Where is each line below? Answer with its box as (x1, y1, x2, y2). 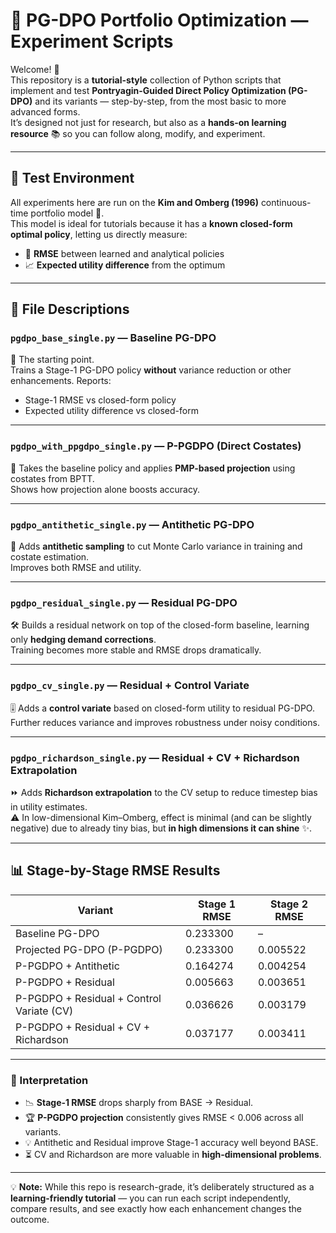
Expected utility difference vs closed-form (24, 405, 199, 417)
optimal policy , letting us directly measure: (10, 228, 188, 240)
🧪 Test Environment (10, 170, 135, 187)
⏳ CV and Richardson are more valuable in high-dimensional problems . (24, 1149, 322, 1161)
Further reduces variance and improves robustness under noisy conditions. (10, 716, 320, 728)
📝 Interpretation (10, 1073, 89, 1087)
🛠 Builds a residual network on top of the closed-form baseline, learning (10, 619, 310, 631)
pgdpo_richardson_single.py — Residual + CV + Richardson (10, 750, 300, 764)
